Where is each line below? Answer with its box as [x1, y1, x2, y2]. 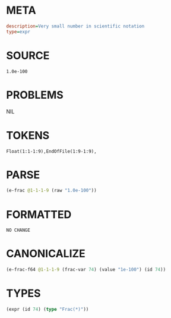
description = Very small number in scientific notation [6, 23, 145, 29]
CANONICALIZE [6, 247, 86, 260]
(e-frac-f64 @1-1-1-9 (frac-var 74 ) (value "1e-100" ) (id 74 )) [6, 267, 166, 273]
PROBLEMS [6, 88, 64, 102]
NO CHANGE [6, 227, 31, 234]
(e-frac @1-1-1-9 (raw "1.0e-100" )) [6, 188, 97, 194]
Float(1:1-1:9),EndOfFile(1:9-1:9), [6, 148, 97, 155]
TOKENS [6, 128, 50, 142]
